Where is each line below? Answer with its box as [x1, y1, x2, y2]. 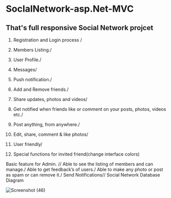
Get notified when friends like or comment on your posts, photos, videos [13, 106, 166, 112]
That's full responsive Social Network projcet [6, 23, 154, 32]
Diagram [6, 177, 24, 183]
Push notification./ [13, 77, 52, 82]
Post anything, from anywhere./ [13, 121, 80, 128]
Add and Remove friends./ [13, 86, 69, 92]
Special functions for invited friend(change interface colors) [13, 151, 140, 157]
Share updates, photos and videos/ [13, 96, 88, 102]
